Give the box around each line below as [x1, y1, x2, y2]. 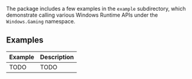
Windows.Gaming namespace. [6, 18, 76, 25]
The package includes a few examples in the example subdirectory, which [6, 5, 186, 12]
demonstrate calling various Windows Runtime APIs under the [6, 11, 158, 19]
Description [39, 53, 75, 61]
